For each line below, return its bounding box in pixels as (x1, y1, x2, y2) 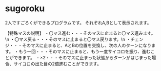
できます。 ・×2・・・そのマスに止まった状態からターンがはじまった (13, 54, 152, 60)
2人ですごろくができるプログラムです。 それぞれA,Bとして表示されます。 (5, 20, 152, 25)
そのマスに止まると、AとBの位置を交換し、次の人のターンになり (21, 42, 152, 48)
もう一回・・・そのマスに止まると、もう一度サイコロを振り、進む (19, 48, 151, 54)
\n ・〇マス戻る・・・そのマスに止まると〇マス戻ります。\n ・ (5, 36, 131, 42)
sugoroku (5, 3, 45, 14)
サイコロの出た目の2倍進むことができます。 (13, 61, 101, 67)
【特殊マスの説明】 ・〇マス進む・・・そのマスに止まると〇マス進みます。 (5, 30, 156, 36)
